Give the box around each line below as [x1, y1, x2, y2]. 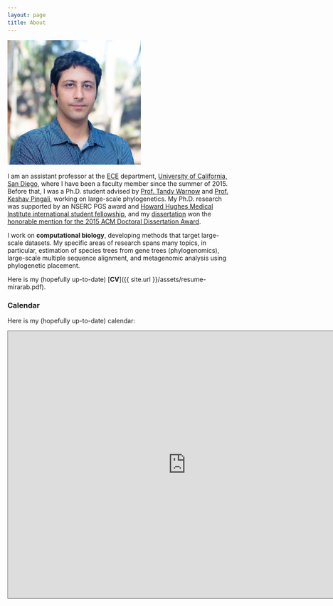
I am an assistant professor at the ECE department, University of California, [7, 172, 228, 181]
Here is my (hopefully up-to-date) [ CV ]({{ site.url [7, 275, 151, 284]
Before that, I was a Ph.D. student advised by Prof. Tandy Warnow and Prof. [7, 187, 229, 196]
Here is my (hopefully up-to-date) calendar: [7, 317, 135, 325]
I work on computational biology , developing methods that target [7, 231, 201, 240]
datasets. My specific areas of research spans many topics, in [24, 239, 206, 247]
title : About [7, 19, 46, 26]
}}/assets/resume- [152, 275, 206, 284]
